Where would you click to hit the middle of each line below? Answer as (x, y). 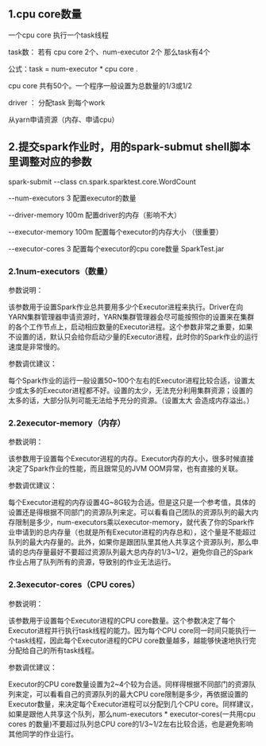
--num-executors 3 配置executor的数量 (72, 198)
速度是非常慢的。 (35, 346)
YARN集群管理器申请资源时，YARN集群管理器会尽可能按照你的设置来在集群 (131, 317)
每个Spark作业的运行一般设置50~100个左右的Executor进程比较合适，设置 (128, 380)
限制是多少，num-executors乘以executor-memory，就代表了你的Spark (131, 523)
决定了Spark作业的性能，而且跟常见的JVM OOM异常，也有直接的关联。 (124, 468)
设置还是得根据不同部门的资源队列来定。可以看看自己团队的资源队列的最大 (130, 512)
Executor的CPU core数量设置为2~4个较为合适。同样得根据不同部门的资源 (129, 684)
